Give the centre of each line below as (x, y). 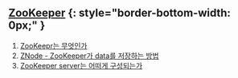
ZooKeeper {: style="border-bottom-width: (120, 13)
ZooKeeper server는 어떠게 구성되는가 (81, 65)
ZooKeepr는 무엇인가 (53, 45)
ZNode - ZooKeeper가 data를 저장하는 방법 (89, 56)
